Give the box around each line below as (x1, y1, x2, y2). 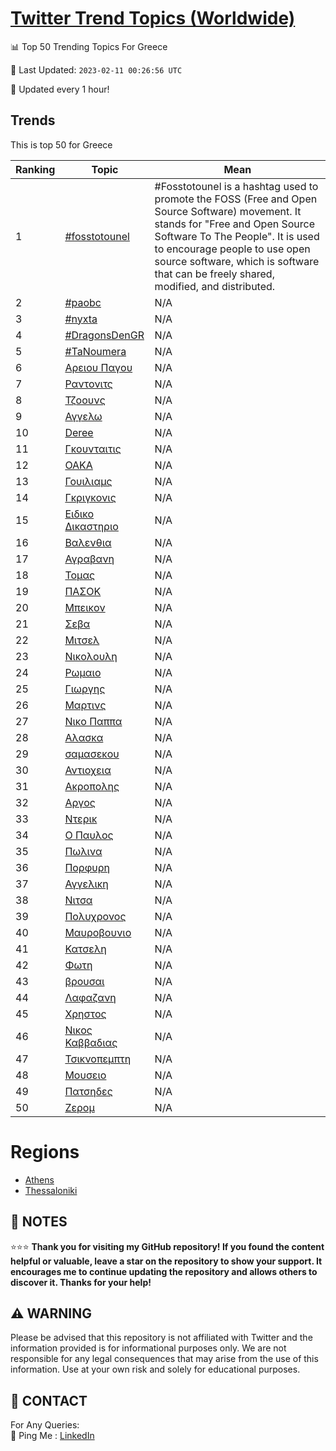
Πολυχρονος (64, 909, 127, 923)
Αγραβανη (64, 552, 115, 566)
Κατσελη (64, 942, 107, 956)
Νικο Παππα (64, 714, 123, 728)
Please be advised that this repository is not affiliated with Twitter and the (10, 1332, 313, 1344)
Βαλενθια (64, 535, 112, 549)
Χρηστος (64, 1007, 107, 1021)
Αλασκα (64, 730, 104, 744)
